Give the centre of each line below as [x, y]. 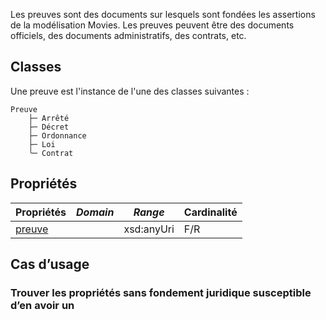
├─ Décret [49, 127]
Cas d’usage [50, 264]
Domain [95, 212]
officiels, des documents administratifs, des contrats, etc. [128, 35]
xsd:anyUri [149, 229]
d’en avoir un [42, 305]
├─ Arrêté [49, 118]
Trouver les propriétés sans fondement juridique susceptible [161, 292]
